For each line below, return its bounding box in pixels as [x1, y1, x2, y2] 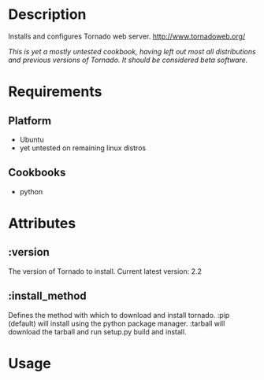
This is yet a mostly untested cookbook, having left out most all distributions [8, 46, 256, 56]
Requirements [8, 83, 102, 101]
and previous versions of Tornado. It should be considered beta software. [8, 55, 248, 65]
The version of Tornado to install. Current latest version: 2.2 [8, 266, 203, 276]
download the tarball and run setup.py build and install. [8, 327, 187, 336]
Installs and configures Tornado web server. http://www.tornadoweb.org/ [8, 31, 246, 41]
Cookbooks [8, 166, 66, 179]
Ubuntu [19, 135, 45, 144]
